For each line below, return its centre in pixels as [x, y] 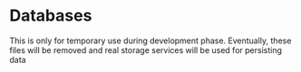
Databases [51, 16]
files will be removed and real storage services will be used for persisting [146, 49]
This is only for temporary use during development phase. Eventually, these [150, 40]
